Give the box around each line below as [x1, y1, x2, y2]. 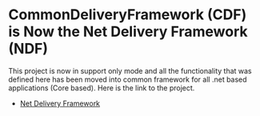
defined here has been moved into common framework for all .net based [8, 74, 247, 84]
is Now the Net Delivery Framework [8, 22, 248, 41]
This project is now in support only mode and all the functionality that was [8, 66, 252, 75]
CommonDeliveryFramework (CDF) [8, 6, 247, 24]
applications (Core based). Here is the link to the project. [8, 82, 195, 93]
